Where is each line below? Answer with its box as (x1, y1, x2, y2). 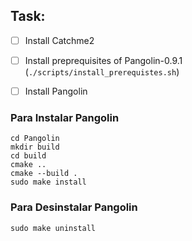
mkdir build (10, 142, 60, 153)
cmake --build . (10, 169, 78, 179)
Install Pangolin (24, 85, 88, 97)
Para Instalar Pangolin (10, 110, 120, 124)
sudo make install (10, 177, 87, 188)
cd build (10, 151, 47, 161)
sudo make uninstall (10, 223, 97, 233)
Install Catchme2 (24, 34, 95, 46)
